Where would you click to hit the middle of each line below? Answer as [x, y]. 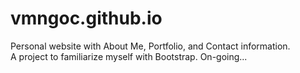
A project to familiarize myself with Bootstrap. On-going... [129, 56]
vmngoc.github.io [86, 18]
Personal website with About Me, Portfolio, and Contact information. [150, 46]
